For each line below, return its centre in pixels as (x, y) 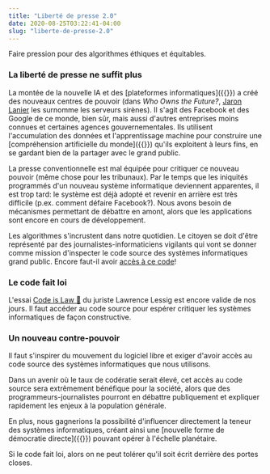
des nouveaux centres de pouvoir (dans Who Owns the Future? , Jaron (125, 101)
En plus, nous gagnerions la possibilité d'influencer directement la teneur (130, 421)
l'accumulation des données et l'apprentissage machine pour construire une (135, 135)
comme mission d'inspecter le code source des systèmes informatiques (128, 252)
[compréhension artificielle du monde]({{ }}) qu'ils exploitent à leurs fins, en (133, 144)
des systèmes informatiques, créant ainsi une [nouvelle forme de (116, 430)
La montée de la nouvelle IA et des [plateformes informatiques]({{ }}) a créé (133, 92)
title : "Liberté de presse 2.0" (63, 16)
